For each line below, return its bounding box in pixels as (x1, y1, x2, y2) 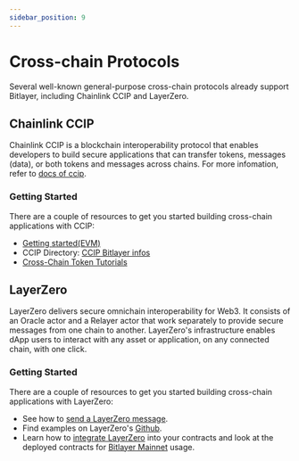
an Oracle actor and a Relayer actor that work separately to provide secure (9, 316, 284, 326)
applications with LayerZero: (9, 396, 113, 407)
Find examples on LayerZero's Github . (21, 423, 162, 433)
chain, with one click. (9, 344, 87, 355)
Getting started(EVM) (21, 237, 101, 248)
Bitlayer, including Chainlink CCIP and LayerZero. (9, 90, 189, 101)
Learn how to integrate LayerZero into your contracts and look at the (21, 432, 274, 442)
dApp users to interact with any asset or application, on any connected (9, 334, 270, 345)
